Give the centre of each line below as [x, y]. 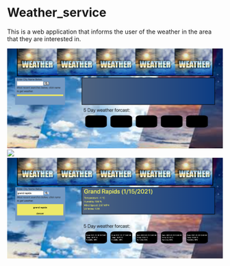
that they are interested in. [44, 38]
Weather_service [57, 13]
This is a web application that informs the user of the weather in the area [110, 32]
